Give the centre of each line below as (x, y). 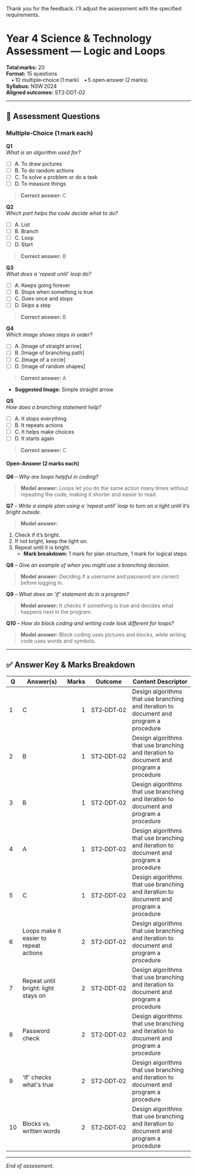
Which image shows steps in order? (49, 335)
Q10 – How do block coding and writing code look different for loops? (90, 623)
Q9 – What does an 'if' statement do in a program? (67, 594)
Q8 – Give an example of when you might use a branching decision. (88, 565)
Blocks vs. (37, 1123)
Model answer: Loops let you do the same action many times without (104, 488)
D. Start (24, 244)
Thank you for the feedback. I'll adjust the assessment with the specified (94, 9)
